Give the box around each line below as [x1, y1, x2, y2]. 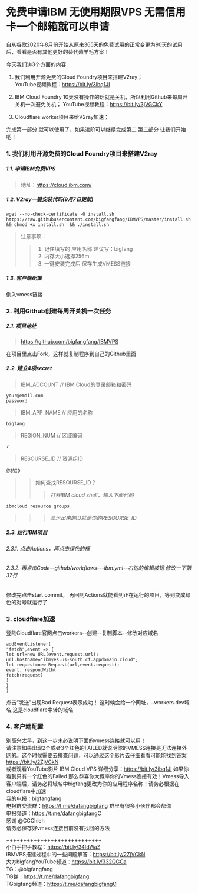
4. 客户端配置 [6, 723, 44, 731]
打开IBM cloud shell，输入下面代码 [49, 491, 134, 499]
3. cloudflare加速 [6, 614, 55, 623]
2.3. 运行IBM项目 [6, 529, 48, 536]
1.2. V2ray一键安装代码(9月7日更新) [6, 196, 94, 203]
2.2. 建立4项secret [6, 365, 52, 372]
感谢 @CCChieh [6, 817, 45, 824]
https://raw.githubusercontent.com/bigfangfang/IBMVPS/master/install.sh [6, 216, 192, 222]
